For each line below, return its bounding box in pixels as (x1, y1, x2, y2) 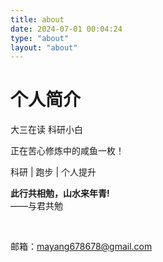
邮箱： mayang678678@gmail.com (10, 241, 153, 253)
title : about (10, 14, 65, 25)
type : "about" (10, 33, 70, 43)
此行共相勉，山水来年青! (10, 187, 110, 200)
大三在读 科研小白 (10, 124, 83, 136)
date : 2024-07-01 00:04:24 (10, 24, 123, 34)
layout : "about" (10, 42, 78, 53)
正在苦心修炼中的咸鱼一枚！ (10, 145, 125, 157)
